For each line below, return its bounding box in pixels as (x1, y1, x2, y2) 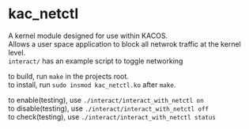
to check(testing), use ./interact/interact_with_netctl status (8, 112, 216, 121)
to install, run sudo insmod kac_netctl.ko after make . (8, 80, 176, 89)
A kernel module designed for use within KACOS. (8, 31, 168, 40)
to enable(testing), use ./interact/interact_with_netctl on (8, 95, 204, 104)
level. (8, 47, 26, 57)
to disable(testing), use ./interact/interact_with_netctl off (8, 104, 209, 113)
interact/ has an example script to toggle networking (8, 56, 183, 66)
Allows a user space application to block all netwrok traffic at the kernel (8, 39, 241, 48)
